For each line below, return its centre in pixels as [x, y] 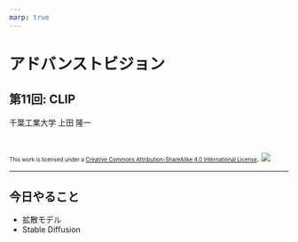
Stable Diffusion [51, 230]
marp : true [29, 17]
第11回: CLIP [43, 100]
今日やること [44, 197]
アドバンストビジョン [87, 64]
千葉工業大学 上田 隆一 [50, 122]
